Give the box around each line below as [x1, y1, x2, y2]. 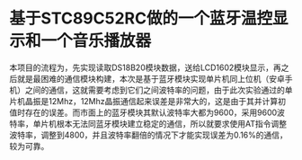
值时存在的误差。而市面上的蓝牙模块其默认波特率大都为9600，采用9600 [9, 107, 278, 118]
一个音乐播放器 [40, 31, 152, 51]
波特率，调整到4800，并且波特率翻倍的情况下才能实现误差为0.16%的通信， [9, 129, 288, 140]
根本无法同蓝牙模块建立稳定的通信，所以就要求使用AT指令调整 [56, 118, 288, 129]
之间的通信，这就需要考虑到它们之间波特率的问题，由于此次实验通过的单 [24, 84, 293, 95]
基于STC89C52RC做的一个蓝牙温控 [9, 8, 272, 29]
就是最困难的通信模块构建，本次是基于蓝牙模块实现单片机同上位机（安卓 [16, 73, 285, 84]
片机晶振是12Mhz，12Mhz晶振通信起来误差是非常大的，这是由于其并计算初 [9, 95, 286, 106]
